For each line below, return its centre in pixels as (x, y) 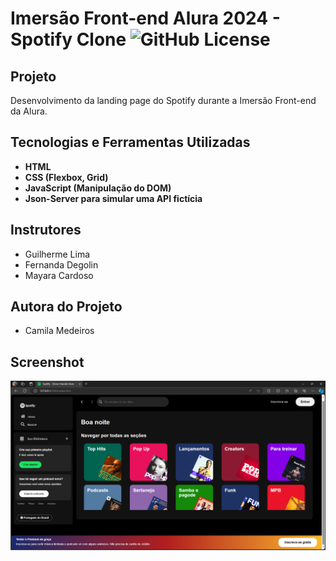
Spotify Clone (68, 39)
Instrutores (46, 230)
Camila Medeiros (59, 331)
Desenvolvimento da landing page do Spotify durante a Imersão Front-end (163, 100)
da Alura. (29, 111)
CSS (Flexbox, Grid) (66, 177)
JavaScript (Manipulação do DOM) (98, 188)
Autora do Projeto (66, 307)
